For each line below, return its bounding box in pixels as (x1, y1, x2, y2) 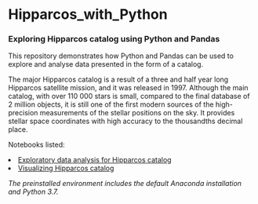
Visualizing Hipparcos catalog (18, 163, 114, 173)
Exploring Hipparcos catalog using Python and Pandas (8, 34, 220, 45)
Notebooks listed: (8, 140, 65, 150)
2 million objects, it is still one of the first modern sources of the (8, 100, 214, 109)
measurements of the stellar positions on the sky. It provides (39, 108, 235, 118)
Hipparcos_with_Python (8, 5, 168, 24)
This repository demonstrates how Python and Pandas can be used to (8, 51, 234, 60)
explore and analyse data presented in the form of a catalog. (8, 60, 204, 69)
